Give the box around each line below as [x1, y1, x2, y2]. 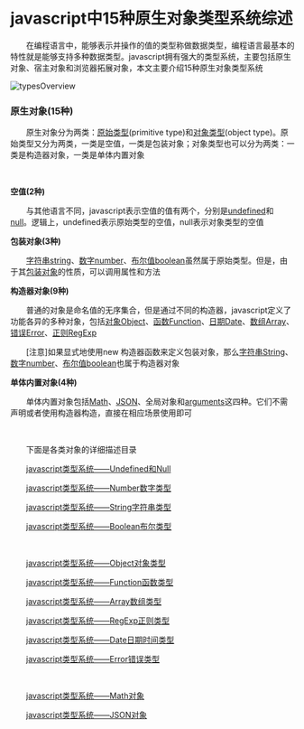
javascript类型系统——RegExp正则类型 [26, 615, 170, 626]
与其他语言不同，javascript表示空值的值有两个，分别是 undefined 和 [25, 205, 274, 217]
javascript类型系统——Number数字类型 [26, 482, 172, 493]
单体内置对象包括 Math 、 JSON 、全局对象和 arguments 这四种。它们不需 [25, 397, 288, 407]
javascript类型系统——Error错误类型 [26, 654, 161, 665]
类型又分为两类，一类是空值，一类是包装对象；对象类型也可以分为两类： [17, 138, 287, 149]
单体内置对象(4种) [10, 377, 78, 388]
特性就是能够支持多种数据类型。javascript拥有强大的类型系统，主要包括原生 [10, 51, 292, 61]
